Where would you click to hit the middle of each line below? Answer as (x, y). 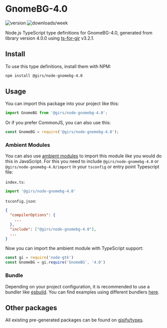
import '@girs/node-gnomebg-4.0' (41, 191)
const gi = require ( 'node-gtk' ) (39, 258)
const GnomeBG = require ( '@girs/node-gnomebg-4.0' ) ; (62, 132)
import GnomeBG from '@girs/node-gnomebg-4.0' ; (57, 113)
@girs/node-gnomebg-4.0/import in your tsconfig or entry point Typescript (82, 167)
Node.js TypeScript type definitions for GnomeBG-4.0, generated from (79, 32)
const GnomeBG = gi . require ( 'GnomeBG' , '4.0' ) (55, 263)
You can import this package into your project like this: (62, 104)
